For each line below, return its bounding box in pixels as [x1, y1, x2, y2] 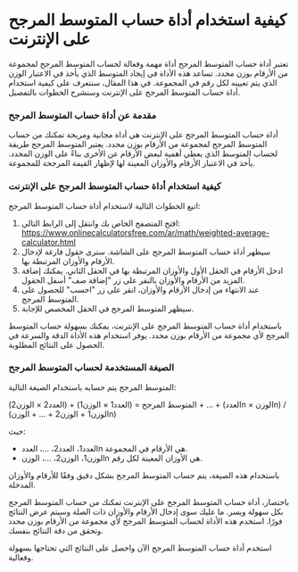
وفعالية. [8, 551, 34, 562]
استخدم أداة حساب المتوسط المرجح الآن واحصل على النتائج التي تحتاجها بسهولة [8, 542, 272, 553]
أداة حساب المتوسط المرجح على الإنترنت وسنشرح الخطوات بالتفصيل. [8, 87, 241, 97]
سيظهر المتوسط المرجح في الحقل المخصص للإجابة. [21, 303, 195, 313]
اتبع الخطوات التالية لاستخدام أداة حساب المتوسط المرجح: [8, 200, 201, 211]
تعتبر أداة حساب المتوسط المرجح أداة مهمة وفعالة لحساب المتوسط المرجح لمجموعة [8, 58, 289, 69]
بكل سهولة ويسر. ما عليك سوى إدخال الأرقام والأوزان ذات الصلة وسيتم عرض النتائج [8, 506, 284, 517]
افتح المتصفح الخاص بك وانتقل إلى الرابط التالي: [21, 218, 180, 228]
